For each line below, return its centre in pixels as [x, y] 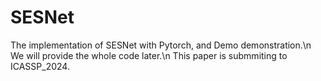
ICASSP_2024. [40, 66]
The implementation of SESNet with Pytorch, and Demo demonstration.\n [161, 45]
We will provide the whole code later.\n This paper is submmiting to [149, 55]
